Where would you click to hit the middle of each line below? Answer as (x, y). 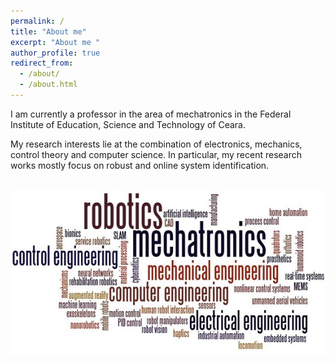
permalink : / (37, 21)
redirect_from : (42, 63)
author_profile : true (55, 53)
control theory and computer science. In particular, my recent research (156, 154)
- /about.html (48, 85)
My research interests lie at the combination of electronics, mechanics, (156, 144)
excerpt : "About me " (55, 42)
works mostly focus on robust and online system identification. (140, 165)
